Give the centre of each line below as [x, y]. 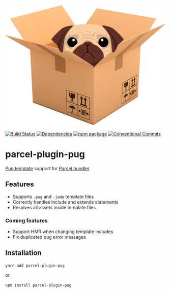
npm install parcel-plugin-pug [38, 285]
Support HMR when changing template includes [63, 232]
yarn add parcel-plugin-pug [35, 266]
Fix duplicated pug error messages [49, 237]
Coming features [26, 220]
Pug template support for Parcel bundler [48, 168]
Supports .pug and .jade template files [53, 197]
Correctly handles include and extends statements [65, 202]
